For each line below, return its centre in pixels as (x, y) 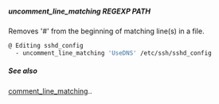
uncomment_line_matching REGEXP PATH (80, 11)
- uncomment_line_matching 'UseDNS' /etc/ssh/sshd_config (114, 53)
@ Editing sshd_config (46, 45)
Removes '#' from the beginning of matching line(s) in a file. (106, 31)
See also (23, 71)
